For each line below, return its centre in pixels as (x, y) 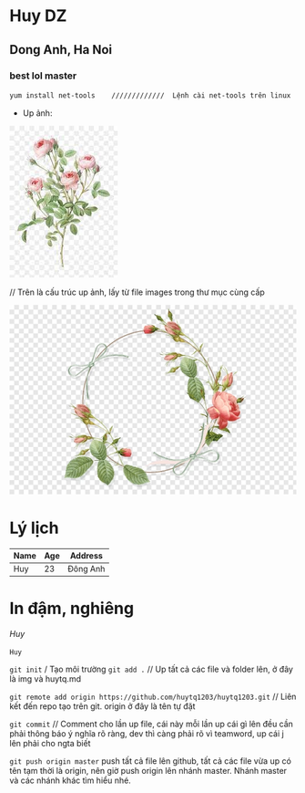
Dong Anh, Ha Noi (61, 50)
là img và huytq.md (46, 678)
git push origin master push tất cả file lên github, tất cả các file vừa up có (150, 761)
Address (86, 556)
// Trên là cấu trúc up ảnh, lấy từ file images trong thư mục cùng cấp (137, 292)
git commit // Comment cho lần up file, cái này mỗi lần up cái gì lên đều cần (152, 724)
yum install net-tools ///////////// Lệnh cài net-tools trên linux (150, 95)
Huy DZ (38, 16)
